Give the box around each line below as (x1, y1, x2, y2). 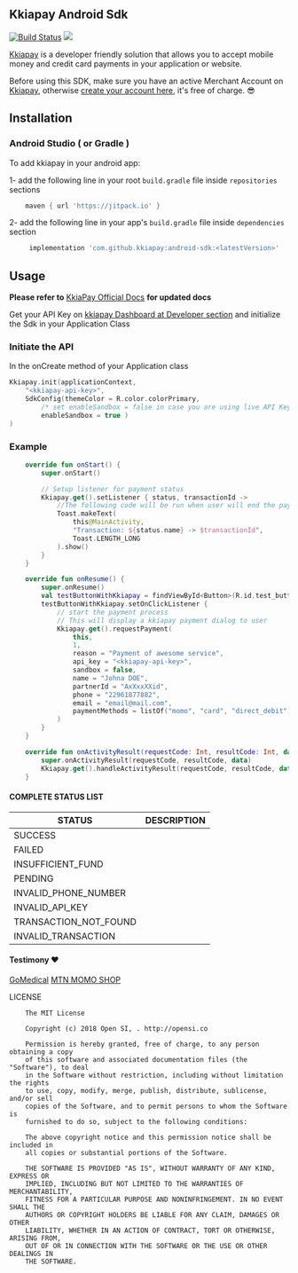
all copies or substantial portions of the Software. (25, 1148, 228, 1157)
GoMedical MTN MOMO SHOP (9, 974, 122, 985)
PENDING (13, 872, 54, 884)
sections (9, 184, 41, 194)
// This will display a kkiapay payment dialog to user (56, 616, 268, 625)
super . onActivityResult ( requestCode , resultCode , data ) (41, 756, 252, 765)
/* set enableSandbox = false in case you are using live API (41, 403, 276, 412)
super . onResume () (41, 583, 105, 593)
